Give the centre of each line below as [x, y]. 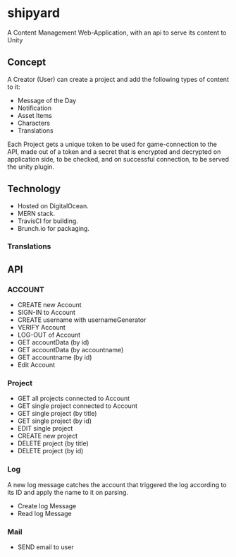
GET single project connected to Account [77, 406]
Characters [34, 123]
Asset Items [35, 115]
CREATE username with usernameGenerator [82, 320]
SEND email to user [45, 547]
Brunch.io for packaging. [54, 228]
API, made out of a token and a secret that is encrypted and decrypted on [114, 151]
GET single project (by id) [55, 421]
